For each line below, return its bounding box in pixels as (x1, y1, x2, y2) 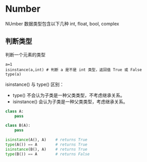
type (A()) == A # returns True (5, 142, 87, 147)
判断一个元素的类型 (5, 52, 46, 58)
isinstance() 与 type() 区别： (5, 81, 65, 87)
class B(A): (5, 123, 31, 128)
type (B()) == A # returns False (5, 151, 90, 156)
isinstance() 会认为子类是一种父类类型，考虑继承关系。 (12, 98, 128, 105)
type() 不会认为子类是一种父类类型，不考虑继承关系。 (12, 92, 125, 98)
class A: (5, 108, 24, 114)
